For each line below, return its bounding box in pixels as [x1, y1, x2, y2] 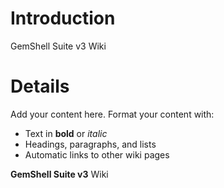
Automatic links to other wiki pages [24, 148, 170, 161]
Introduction [10, 7, 116, 30]
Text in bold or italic [24, 127, 108, 139]
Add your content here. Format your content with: [10, 108, 215, 120]
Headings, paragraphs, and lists [24, 138, 157, 150]
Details [10, 75, 70, 98]
